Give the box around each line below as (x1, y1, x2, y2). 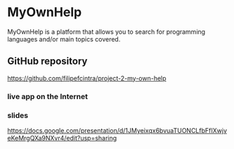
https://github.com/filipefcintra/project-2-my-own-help (7, 74, 167, 82)
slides (7, 110, 29, 120)
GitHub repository (7, 56, 88, 67)
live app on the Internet (7, 91, 88, 101)
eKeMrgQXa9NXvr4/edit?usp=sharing (7, 134, 117, 142)
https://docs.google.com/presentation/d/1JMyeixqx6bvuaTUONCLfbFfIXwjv (7, 126, 227, 134)
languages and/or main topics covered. (7, 34, 121, 43)
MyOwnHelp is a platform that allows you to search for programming (7, 27, 206, 36)
